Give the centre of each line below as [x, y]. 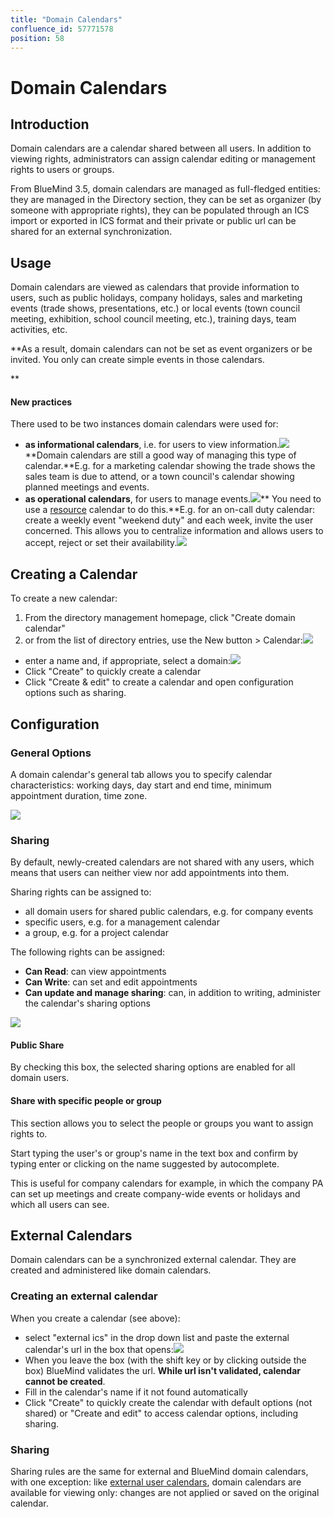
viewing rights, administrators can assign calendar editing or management [163, 159]
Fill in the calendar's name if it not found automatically [136, 1392]
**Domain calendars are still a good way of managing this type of [160, 455]
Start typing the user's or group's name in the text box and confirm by [154, 1153]
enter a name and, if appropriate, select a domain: [127, 661]
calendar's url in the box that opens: [99, 1349]
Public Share [37, 1045]
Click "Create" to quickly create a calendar [113, 672]
